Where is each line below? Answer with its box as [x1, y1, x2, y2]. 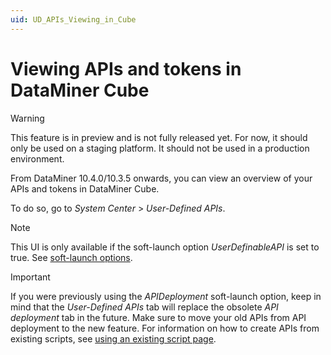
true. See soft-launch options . [10, 251, 133, 263]
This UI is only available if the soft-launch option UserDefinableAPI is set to [10, 241, 320, 253]
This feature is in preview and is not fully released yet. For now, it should [10, 131, 308, 143]
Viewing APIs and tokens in [10, 57, 242, 80]
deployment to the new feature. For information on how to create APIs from [10, 322, 320, 334]
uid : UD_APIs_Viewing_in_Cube [10, 14, 137, 25]
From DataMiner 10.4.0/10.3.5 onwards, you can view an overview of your [10, 172, 313, 184]
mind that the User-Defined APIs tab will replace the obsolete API [10, 301, 279, 313]
